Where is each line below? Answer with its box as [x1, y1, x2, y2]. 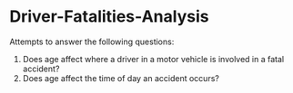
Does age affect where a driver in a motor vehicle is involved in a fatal [22, 53, 285, 64]
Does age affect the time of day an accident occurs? [22, 72, 220, 83]
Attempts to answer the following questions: [9, 36, 175, 47]
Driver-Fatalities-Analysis [9, 6, 209, 27]
